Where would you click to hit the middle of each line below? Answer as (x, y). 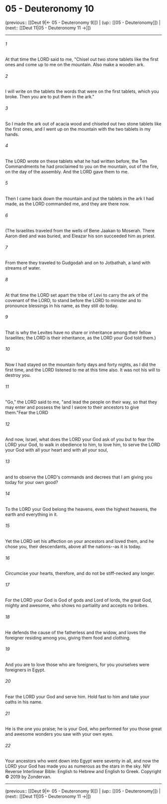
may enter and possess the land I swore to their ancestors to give (72, 407)
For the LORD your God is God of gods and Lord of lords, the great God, (79, 600)
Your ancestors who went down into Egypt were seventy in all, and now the (82, 761)
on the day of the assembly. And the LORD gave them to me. (67, 171)
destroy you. (18, 375)
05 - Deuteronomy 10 (50, 9)
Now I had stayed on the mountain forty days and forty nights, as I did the (81, 364)
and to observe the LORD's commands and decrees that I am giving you (79, 477)
